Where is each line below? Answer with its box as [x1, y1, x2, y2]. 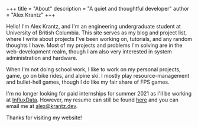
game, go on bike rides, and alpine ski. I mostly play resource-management [6, 72, 190, 79]
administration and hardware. [6, 55, 78, 61]
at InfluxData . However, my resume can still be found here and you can [6, 96, 179, 103]
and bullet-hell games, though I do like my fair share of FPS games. [6, 78, 170, 85]
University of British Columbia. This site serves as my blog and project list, [6, 29, 187, 36]
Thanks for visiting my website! [6, 114, 82, 121]
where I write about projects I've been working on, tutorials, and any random [6, 36, 192, 42]
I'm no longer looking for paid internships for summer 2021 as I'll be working [6, 90, 192, 97]
